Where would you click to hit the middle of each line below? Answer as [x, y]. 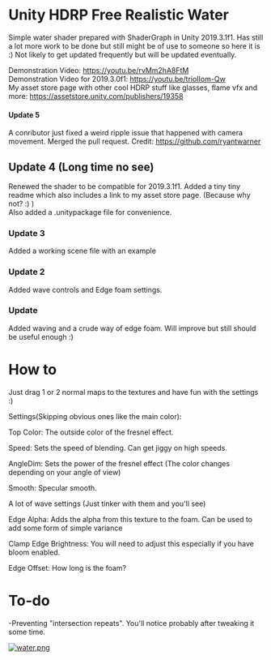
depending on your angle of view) [65, 472]
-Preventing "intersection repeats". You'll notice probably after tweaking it [131, 623]
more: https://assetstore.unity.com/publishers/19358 [96, 96]
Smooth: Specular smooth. [53, 487]
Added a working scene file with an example [82, 251]
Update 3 [27, 233]
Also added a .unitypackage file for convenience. [90, 212]
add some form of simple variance [66, 528]
